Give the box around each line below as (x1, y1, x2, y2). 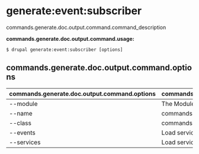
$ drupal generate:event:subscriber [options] (6, 46, 123, 53)
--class (9, 118, 31, 127)
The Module (161, 100, 195, 108)
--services (9, 138, 41, 146)
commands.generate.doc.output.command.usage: (6, 35, 134, 42)
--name (9, 109, 33, 117)
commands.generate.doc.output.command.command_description (6, 24, 166, 31)
